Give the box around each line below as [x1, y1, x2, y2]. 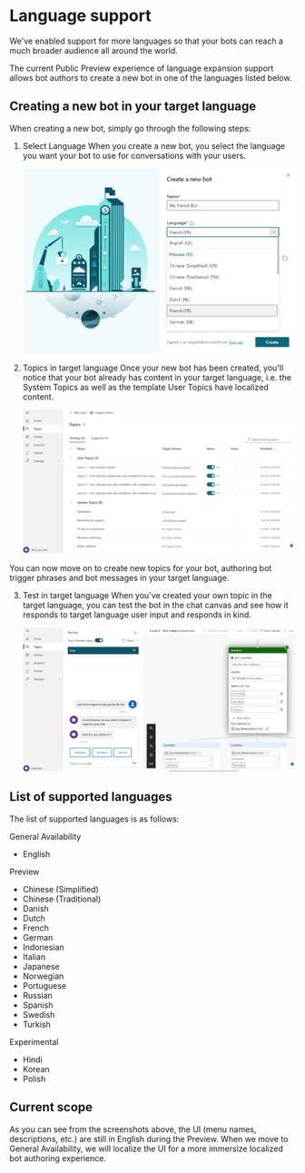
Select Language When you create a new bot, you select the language [22, 140, 286, 151]
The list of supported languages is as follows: [9, 813, 180, 824]
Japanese [22, 961, 61, 971]
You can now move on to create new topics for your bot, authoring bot [9, 562, 272, 573]
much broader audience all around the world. [9, 44, 179, 55]
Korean [22, 1063, 50, 1074]
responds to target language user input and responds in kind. [22, 609, 252, 620]
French [22, 922, 50, 933]
